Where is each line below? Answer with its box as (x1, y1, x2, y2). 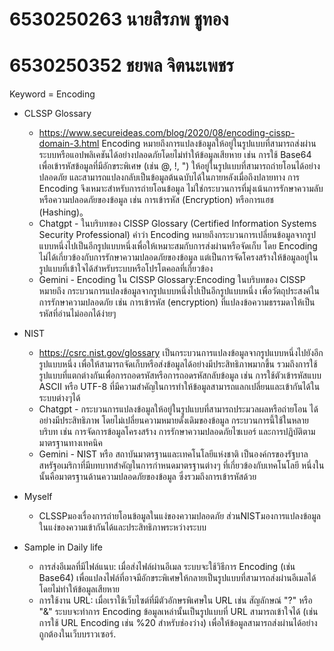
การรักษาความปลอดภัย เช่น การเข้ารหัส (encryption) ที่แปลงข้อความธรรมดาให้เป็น (38, 296, 316, 308)
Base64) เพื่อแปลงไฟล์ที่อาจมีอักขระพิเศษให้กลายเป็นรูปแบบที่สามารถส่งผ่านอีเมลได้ (38, 572, 317, 584)
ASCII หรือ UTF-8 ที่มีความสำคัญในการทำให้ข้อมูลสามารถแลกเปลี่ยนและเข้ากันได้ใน (38, 381, 321, 393)
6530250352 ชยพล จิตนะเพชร (9, 54, 234, 77)
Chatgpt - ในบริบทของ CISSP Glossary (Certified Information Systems (38, 218, 317, 230)
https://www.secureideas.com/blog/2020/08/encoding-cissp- (38, 127, 296, 139)
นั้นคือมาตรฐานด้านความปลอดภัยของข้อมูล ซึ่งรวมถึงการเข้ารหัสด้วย (38, 471, 257, 483)
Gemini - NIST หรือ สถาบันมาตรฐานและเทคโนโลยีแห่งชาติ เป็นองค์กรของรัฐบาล (38, 448, 309, 460)
